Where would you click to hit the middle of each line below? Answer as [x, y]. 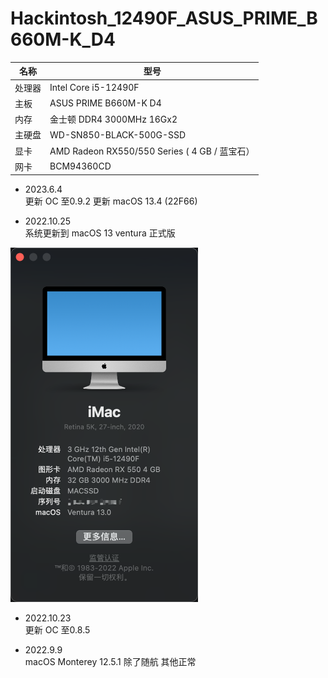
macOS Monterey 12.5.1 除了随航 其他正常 [110, 662]
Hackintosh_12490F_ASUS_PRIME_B [164, 18]
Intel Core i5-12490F [94, 88]
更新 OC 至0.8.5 [57, 630]
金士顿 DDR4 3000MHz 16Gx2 [113, 119]
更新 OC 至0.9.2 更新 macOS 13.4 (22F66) [111, 201]
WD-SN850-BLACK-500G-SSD [118, 134]
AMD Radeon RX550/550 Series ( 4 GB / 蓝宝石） [152, 151]
